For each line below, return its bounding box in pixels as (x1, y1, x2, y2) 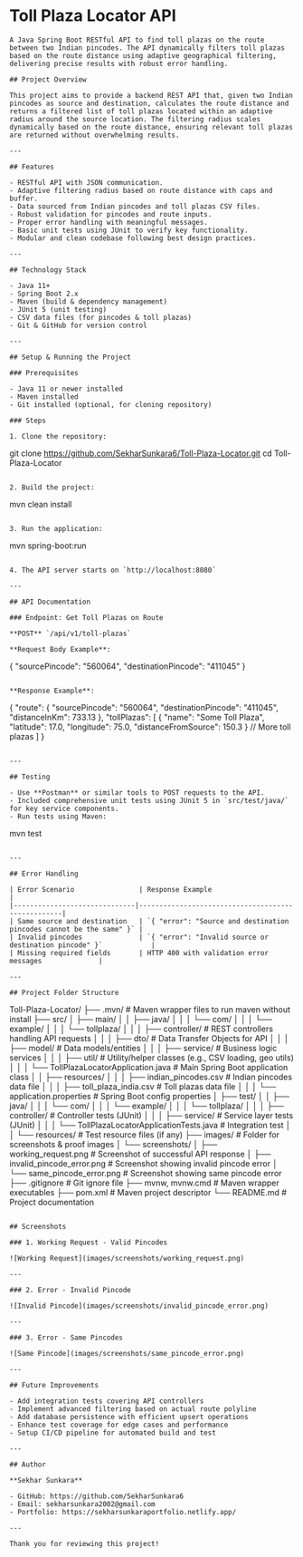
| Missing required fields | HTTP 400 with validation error (9, 948, 270, 957)
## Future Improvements (9, 1380, 99, 1389)
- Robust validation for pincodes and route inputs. (9, 209, 213, 218)
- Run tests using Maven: (9, 812, 107, 821)
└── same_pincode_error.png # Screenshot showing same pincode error (9, 1167, 282, 1178)
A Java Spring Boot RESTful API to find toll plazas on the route (9, 35, 265, 44)
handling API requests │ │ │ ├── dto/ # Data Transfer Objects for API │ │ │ (9, 1032, 289, 1043)
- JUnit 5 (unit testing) (9, 305, 107, 314)
